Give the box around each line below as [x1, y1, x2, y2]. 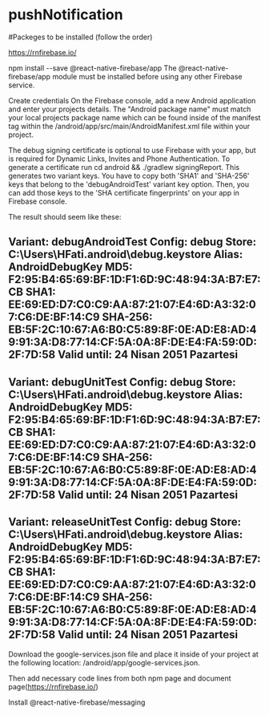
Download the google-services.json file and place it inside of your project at [8, 649, 259, 659]
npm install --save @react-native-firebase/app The [8, 63, 178, 73]
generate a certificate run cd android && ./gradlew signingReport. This [8, 162, 240, 172]
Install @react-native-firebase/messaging [8, 697, 146, 707]
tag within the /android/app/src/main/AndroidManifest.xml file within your [8, 121, 251, 131]
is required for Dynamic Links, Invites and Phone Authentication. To [8, 154, 231, 164]
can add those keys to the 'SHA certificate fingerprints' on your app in [8, 188, 240, 197]
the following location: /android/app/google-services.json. [8, 657, 200, 667]
